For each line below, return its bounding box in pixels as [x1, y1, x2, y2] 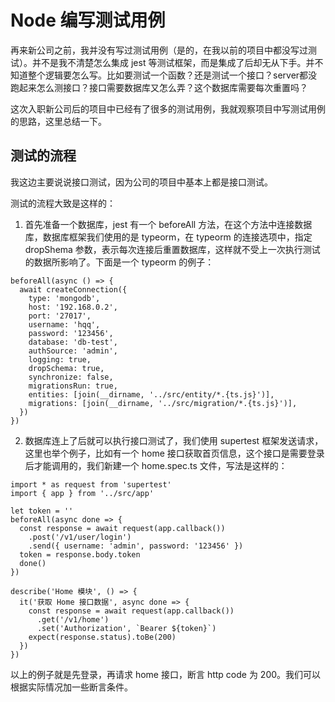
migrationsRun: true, [28, 381, 118, 391]
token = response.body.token [19, 549, 141, 560]
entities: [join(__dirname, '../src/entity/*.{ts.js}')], [28, 389, 275, 400]
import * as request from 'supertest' [10, 479, 172, 490]
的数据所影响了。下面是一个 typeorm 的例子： [24, 256, 215, 268]
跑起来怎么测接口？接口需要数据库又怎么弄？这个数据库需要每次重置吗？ [10, 81, 308, 93]
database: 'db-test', [28, 337, 118, 347]
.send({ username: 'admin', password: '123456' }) [28, 541, 244, 551]
